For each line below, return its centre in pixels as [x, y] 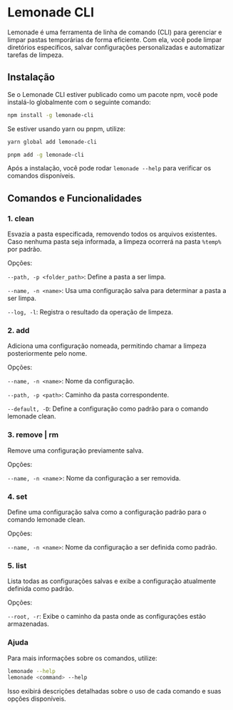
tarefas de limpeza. [36, 55]
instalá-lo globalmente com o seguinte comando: [79, 102]
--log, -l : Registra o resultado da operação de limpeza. [90, 312]
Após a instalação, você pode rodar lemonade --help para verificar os [109, 168]
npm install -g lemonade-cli [51, 115]
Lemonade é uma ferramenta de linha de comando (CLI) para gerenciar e [115, 32]
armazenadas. [29, 624]
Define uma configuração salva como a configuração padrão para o [107, 512]
